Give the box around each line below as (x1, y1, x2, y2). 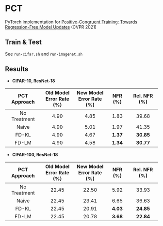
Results (5, 65, 29, 73)
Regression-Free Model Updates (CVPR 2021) (5, 24, 97, 30)
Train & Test (5, 38, 42, 46)
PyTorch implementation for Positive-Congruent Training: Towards (5, 19, 137, 25)
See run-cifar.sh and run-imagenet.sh (5, 51, 83, 57)
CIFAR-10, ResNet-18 (12, 78, 55, 84)
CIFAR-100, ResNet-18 (12, 151, 58, 157)
